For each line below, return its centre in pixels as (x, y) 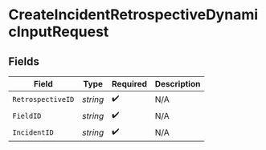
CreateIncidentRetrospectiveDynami (133, 15)
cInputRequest (59, 32)
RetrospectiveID (43, 99)
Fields (24, 61)
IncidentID (33, 132)
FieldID (27, 116)
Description (178, 84)
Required (129, 84)
